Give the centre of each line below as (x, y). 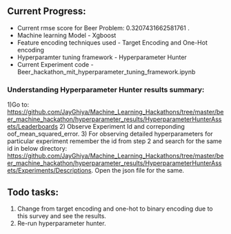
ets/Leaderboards (33, 127)
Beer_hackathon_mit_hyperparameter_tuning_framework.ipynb (106, 72)
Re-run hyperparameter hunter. (61, 223)
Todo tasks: (33, 192)
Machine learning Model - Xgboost (67, 35)
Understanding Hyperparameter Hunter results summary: (106, 89)
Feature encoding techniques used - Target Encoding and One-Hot (112, 42)
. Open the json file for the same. (138, 171)
